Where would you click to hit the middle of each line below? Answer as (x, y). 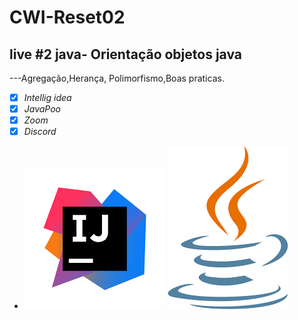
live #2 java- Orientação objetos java (126, 54)
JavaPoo (42, 109)
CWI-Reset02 (67, 17)
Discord (40, 132)
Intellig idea (47, 97)
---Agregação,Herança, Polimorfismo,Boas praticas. (117, 78)
